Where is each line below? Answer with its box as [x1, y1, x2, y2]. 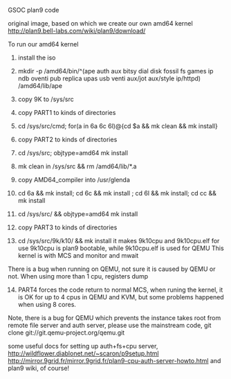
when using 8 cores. [17, 301, 77, 308]
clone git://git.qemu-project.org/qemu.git [8, 328, 125, 337]
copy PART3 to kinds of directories [17, 223, 118, 231]
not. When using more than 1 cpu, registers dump [8, 272, 149, 280]
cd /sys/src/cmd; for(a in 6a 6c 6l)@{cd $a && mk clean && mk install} [17, 122, 219, 130]
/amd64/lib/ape [17, 82, 63, 89]
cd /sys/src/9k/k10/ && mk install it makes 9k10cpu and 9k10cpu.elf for [17, 237, 220, 245]
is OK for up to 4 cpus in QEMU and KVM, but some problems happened [17, 293, 224, 301]
